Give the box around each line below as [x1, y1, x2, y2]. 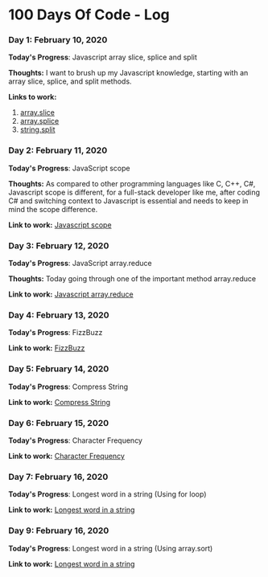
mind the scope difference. [8, 204, 98, 214]
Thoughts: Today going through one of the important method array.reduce [8, 274, 256, 284]
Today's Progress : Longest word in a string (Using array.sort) [8, 543, 213, 553]
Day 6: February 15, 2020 [8, 417, 109, 428]
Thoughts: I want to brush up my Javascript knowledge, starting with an [8, 68, 249, 78]
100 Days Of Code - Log [8, 6, 171, 24]
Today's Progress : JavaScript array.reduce [8, 259, 152, 268]
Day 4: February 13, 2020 [8, 309, 110, 321]
